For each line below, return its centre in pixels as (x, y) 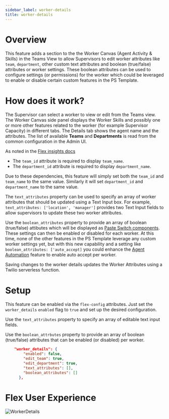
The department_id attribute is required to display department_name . (82, 167)
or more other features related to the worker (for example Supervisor (77, 125)
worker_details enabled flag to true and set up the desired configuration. (81, 310)
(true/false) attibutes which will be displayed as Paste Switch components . (82, 228)
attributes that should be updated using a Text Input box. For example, (78, 202)
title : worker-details (29, 15)
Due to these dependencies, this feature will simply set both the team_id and (84, 176)
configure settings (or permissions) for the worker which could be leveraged (84, 75)
